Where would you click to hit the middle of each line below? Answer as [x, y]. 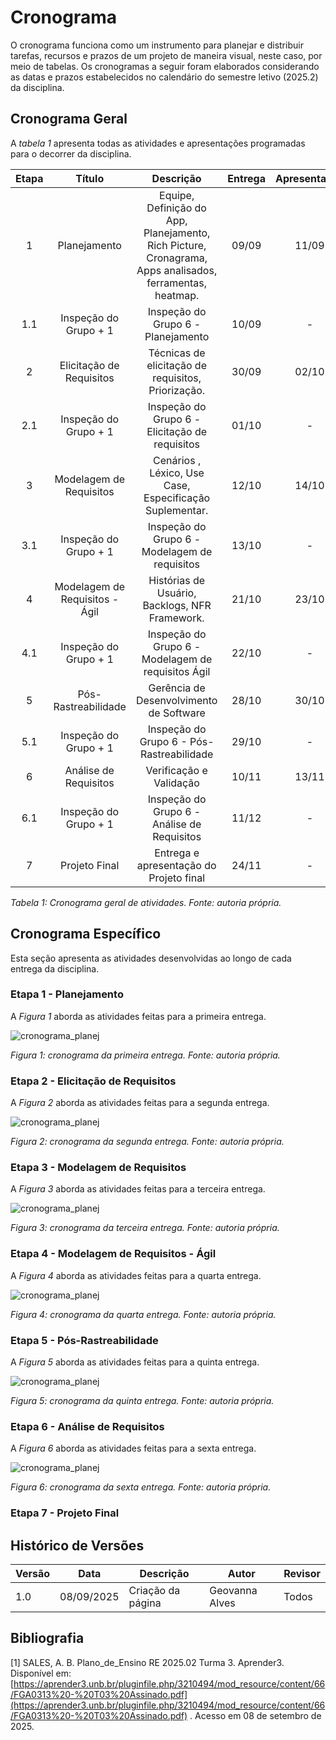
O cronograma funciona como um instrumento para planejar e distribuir [157, 45]
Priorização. [177, 390]
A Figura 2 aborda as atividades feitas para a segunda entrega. [140, 1103]
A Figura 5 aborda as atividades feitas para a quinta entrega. [135, 1362]
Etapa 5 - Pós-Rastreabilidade [84, 1340]
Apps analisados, [177, 270]
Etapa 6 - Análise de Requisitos [87, 1426]
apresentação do [176, 865]
